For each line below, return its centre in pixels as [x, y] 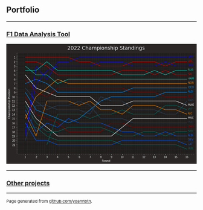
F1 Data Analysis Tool [38, 34]
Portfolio [23, 10]
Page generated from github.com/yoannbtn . [49, 202]
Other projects [28, 183]
